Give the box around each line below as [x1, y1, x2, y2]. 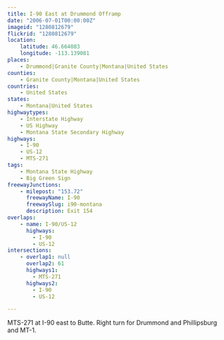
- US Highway [20, 122, 58, 129]
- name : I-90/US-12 [20, 221, 77, 228]
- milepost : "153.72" [20, 188, 83, 195]
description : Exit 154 [25, 208, 93, 215]
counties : [7, 69, 37, 76]
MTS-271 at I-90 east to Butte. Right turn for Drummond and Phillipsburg [7, 319, 218, 327]
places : [7, 57, 30, 64]
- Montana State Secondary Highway [20, 129, 125, 136]
